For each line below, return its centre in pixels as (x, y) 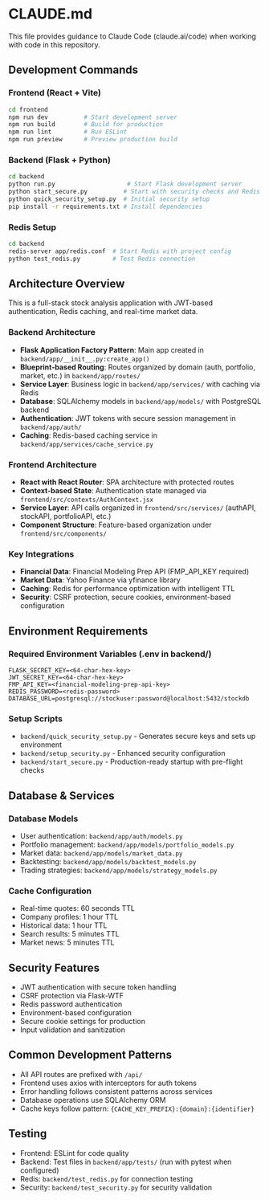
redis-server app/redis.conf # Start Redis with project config (120, 251)
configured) (39, 1170)
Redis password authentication (71, 1004)
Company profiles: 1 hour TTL (69, 917)
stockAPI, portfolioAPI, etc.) (65, 516)
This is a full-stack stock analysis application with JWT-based (110, 303)
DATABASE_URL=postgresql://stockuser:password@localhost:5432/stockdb (129, 698)
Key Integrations (41, 553)
